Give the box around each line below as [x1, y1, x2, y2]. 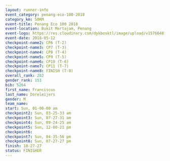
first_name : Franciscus [5, 87, 56, 92]
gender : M [5, 96, 26, 101]
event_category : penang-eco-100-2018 [5, 12, 85, 17]
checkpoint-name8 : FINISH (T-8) [5, 69, 73, 74]
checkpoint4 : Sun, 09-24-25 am [5, 120, 71, 125]
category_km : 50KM [5, 17, 44, 22]
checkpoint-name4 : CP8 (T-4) [5, 49, 67, 55]
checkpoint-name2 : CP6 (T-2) [5, 40, 67, 45]
